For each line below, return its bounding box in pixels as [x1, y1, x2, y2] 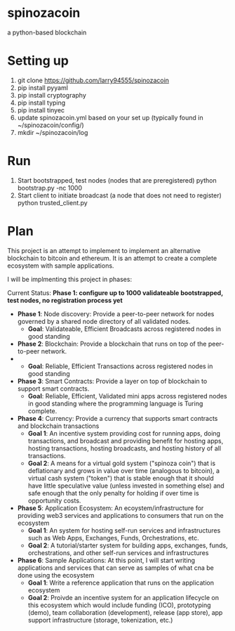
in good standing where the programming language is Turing [27, 399, 203, 408]
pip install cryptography [17, 91, 86, 99]
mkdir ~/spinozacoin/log [17, 128, 88, 136]
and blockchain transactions [17, 422, 100, 430]
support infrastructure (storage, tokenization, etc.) [27, 616, 173, 624]
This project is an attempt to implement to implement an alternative [7, 246, 201, 254]
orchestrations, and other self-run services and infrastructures [27, 548, 209, 557]
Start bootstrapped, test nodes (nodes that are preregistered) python [17, 176, 217, 184]
